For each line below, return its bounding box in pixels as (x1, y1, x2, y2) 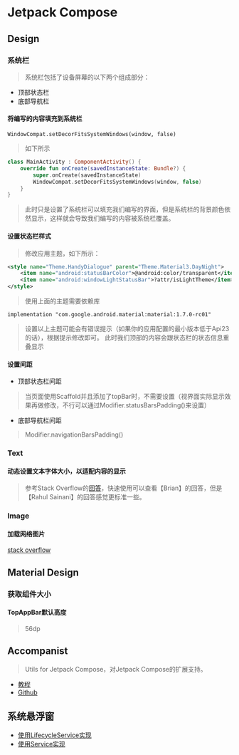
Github (17, 688, 38, 697)
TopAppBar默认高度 (7, 608, 67, 617)
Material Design (7, 566, 80, 578)
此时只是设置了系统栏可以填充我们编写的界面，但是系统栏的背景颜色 (24, 205, 225, 214)
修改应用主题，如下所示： (24, 249, 100, 257)
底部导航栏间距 (17, 416, 62, 425)
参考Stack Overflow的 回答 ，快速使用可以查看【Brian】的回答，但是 (24, 484, 223, 492)
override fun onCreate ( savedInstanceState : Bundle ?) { (20, 165, 186, 172)
